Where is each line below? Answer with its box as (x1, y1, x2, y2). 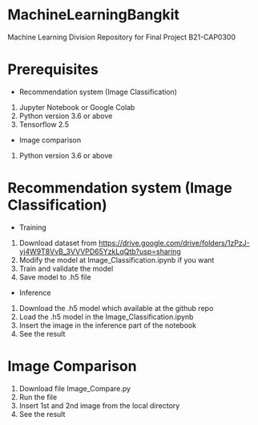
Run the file (18, 392, 58, 402)
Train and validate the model (18, 264, 114, 273)
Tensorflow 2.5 (18, 119, 70, 129)
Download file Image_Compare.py (18, 383, 131, 393)
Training (18, 223, 47, 232)
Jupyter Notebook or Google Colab (18, 102, 135, 112)
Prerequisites (7, 60, 99, 79)
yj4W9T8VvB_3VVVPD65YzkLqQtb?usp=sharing (18, 247, 181, 256)
